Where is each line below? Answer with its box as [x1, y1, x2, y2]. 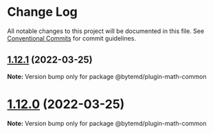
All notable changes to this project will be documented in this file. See [7, 27, 205, 35]
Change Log [7, 4, 78, 20]
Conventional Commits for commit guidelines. [7, 34, 136, 42]
